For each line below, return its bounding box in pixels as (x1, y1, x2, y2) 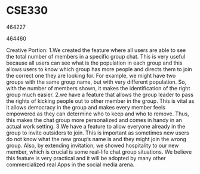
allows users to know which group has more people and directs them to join (6, 65, 192, 72)
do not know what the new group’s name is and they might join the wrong (6, 135, 187, 142)
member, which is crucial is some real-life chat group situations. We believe (6, 148, 192, 155)
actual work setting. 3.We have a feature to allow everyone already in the (6, 123, 186, 130)
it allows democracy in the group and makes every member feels (6, 103, 165, 111)
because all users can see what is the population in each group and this (6, 59, 183, 66)
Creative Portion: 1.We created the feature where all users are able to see (6, 46, 186, 54)
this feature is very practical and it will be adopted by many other (6, 154, 166, 161)
